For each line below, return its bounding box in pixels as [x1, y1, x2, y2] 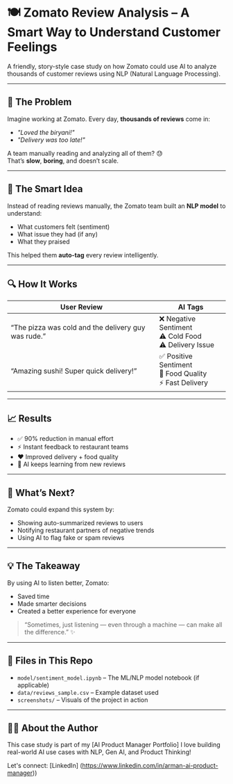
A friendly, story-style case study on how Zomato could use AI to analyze [7, 62, 217, 70]
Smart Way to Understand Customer [7, 24, 221, 40]
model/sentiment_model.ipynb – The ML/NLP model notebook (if [17, 673, 200, 682]
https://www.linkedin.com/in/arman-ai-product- [82, 762, 218, 770]
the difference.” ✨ [24, 627, 76, 636]
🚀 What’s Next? [7, 487, 75, 499]
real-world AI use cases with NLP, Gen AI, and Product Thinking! [7, 748, 192, 756]
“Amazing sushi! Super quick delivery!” [10, 366, 137, 376]
